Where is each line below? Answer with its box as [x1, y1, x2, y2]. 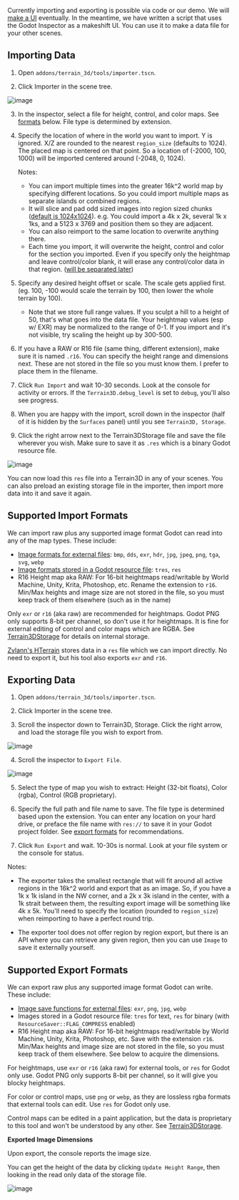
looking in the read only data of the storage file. [7, 1171, 147, 1179]
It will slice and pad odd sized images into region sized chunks [28, 204, 213, 212]
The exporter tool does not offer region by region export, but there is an [17, 928, 228, 937]
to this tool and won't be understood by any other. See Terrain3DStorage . [7, 1122, 223, 1130]
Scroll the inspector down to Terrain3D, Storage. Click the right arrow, [17, 720, 223, 729]
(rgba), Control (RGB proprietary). [17, 791, 117, 799]
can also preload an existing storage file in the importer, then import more [7, 481, 223, 490]
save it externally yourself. [17, 943, 95, 952]
